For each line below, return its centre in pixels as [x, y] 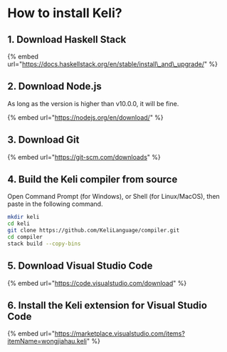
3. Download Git [43, 140]
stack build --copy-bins [44, 244]
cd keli [19, 224]
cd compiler [25, 237]
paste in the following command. [55, 204]
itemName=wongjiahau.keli [47, 341]
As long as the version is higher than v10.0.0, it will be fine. [93, 103]
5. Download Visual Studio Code [80, 266]
